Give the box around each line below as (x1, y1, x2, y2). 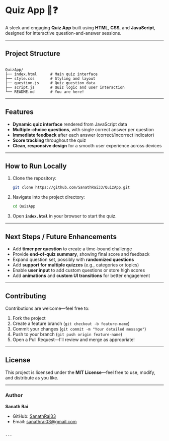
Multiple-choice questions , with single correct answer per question (12, 126, 154, 132)
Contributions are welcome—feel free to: (5, 305, 90, 311)
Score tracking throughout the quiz (12, 137, 87, 143)
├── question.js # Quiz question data (5, 80, 96, 85)
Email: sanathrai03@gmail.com (12, 418, 77, 424)
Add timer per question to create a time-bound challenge (12, 246, 132, 252)
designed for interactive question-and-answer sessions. (5, 30, 122, 36)
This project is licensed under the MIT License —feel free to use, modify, (5, 369, 155, 375)
